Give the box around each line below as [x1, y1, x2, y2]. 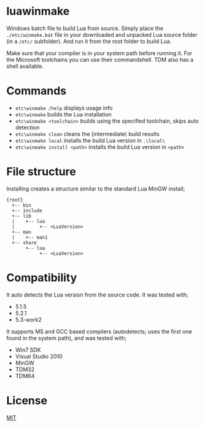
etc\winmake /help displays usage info [15, 104, 113, 111]
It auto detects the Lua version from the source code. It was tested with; [6, 291, 189, 298]
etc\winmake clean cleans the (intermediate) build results [15, 130, 160, 137]
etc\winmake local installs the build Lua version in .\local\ [15, 137, 166, 144]
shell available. [6, 62, 44, 70]
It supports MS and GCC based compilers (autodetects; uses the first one [6, 328, 192, 335]
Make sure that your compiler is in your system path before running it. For [6, 49, 193, 56]
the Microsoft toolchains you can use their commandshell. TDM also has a [6, 56, 194, 63]
